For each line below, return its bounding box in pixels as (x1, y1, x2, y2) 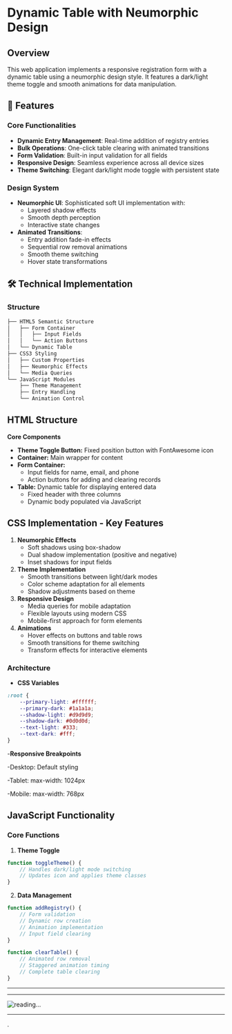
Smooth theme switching (27, 250, 99, 258)
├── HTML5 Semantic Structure (7, 318, 95, 325)
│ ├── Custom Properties (7, 356, 85, 363)
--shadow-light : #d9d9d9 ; (19, 711, 95, 718)
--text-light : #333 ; (19, 724, 79, 731)
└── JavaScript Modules (7, 376, 76, 383)
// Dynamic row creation (19, 917, 91, 924)
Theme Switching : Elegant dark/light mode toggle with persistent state (17, 166, 220, 174)
